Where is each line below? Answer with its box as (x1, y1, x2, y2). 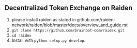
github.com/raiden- (76, 16, 116, 22)
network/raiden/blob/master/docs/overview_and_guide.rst (11, 22, 128, 28)
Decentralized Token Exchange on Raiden (4, 4, 133, 12)
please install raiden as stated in (11, 16, 76, 22)
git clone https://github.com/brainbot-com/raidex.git (11, 28, 125, 33)
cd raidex (11, 33, 32, 38)
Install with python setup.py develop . (11, 37, 86, 43)
